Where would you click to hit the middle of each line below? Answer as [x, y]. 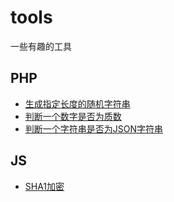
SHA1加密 [44, 186]
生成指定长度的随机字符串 [77, 103]
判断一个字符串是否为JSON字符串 [94, 128]
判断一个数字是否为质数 [73, 116]
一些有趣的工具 [41, 46]
